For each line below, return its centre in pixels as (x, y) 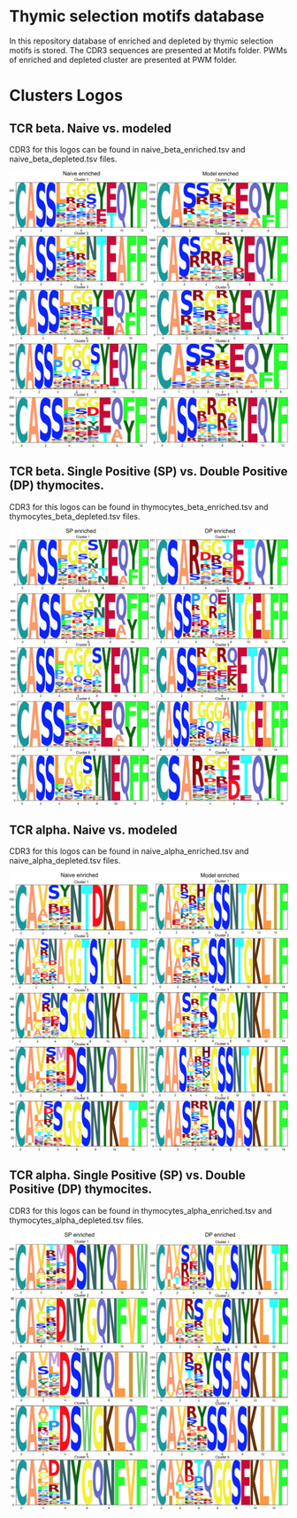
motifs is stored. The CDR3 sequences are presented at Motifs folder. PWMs (148, 50)
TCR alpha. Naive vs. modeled (93, 829)
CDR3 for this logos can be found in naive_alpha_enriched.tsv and (129, 851)
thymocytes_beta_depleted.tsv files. (75, 516)
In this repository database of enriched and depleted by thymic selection (141, 41)
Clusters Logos (66, 96)
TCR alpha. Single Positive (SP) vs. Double (127, 1175)
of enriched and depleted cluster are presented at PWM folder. (123, 59)
